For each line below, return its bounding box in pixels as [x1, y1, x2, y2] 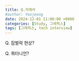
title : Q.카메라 [5, 7, 36, 12]
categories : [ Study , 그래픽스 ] [5, 21, 66, 26]
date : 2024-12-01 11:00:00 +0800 [5, 16, 75, 21]
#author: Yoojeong [5, 12, 43, 17]
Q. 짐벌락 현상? [5, 40, 35, 46]
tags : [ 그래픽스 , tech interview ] [5, 26, 73, 31]
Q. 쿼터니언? [5, 51, 29, 57]
